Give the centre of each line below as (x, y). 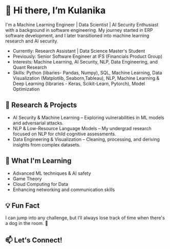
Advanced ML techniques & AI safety (52, 173)
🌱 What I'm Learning (38, 161)
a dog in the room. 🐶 (27, 223)
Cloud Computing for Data (40, 184)
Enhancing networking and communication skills (64, 190)
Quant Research (30, 67)
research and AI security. (32, 41)
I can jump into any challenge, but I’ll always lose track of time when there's (85, 218)
